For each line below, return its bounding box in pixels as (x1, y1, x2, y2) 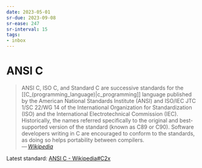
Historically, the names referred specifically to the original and (21, 116, 179, 124)
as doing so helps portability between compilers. (21, 136, 145, 143)
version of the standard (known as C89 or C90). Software (48, 123, 195, 131)
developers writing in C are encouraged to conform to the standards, (21, 129, 195, 137)
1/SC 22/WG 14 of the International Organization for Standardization (21, 104, 193, 111)
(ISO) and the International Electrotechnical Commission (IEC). (21, 110, 179, 117)
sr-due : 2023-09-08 (6, 15, 56, 21)
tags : (6, 32, 20, 38)
